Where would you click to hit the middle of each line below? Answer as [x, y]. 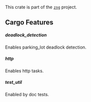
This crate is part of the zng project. [41, 7]
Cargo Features [29, 22]
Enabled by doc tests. [27, 95]
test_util [14, 82]
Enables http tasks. [24, 71]
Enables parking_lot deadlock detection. [46, 47]
